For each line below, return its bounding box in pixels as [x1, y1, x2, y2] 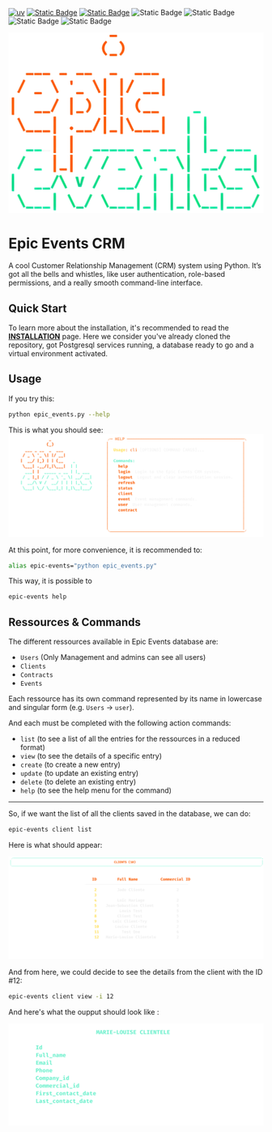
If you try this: [8, 394, 55, 403]
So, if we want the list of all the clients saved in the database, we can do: [8, 809, 251, 819]
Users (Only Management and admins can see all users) [19, 653, 206, 662]
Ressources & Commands [8, 615, 142, 629]
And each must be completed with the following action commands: [8, 718, 232, 728]
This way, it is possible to [8, 576, 93, 586]
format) [19, 743, 46, 752]
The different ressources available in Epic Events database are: [8, 636, 219, 647]
